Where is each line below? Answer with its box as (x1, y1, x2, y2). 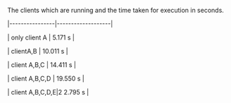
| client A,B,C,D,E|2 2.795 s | (7, 88, 89, 96)
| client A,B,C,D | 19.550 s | (7, 74, 85, 83)
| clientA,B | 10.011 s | (7, 47, 68, 55)
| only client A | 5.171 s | (7, 33, 75, 42)
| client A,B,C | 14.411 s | (7, 61, 76, 69)
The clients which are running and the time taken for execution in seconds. (7, 6, 224, 14)
